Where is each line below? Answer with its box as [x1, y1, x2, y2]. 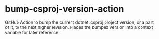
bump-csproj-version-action [5, 3, 124, 14]
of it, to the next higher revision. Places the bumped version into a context [5, 24, 153, 30]
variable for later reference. [5, 29, 60, 35]
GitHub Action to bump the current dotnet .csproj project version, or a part [5, 19, 154, 25]
